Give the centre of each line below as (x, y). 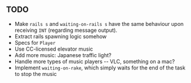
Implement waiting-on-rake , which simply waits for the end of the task (100, 68)
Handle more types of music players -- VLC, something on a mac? (95, 61)
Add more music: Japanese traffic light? (63, 55)
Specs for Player (35, 42)
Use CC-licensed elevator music (54, 49)
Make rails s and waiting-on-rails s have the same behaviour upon (99, 24)
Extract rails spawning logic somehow (61, 36)
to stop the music (36, 74)
